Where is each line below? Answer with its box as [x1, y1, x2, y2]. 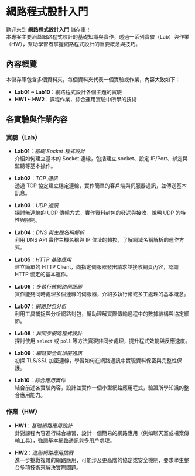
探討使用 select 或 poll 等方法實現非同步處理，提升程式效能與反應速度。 [14, 337, 191, 344]
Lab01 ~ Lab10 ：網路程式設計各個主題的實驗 [14, 88, 122, 95]
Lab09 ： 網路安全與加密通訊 [14, 350, 83, 357]
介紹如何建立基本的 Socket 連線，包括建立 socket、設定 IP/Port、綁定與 [14, 155, 189, 162]
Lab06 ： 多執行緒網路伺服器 [14, 283, 83, 290]
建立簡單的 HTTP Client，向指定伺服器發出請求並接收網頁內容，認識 [14, 263, 179, 270]
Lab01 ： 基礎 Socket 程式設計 [14, 148, 85, 155]
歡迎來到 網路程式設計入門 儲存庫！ [6, 26, 91, 33]
